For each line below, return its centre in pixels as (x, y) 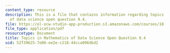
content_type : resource (30, 10)
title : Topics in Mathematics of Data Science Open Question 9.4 (75, 38)
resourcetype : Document (30, 33)
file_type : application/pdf (35, 29)
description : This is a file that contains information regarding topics (85, 15)
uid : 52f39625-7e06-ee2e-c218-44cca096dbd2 (52, 43)
